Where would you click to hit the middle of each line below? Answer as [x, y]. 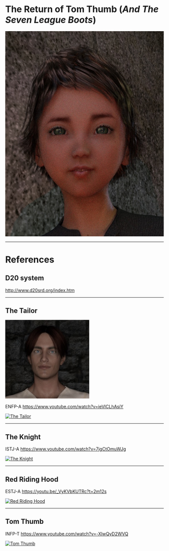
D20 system [25, 278]
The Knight [23, 437]
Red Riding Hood [32, 479]
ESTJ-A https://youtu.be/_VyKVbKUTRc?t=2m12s [56, 492]
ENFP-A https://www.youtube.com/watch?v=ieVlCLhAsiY [64, 407]
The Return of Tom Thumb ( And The [82, 9]
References [30, 259]
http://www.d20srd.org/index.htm [40, 290]
